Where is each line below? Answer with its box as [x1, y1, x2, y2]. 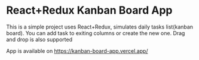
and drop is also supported [6, 36, 73, 43]
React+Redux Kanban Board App [6, 4, 173, 17]
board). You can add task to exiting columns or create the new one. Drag [6, 29, 185, 36]
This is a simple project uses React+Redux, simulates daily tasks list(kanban [6, 23, 193, 30]
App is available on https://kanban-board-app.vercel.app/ [6, 47, 148, 54]
